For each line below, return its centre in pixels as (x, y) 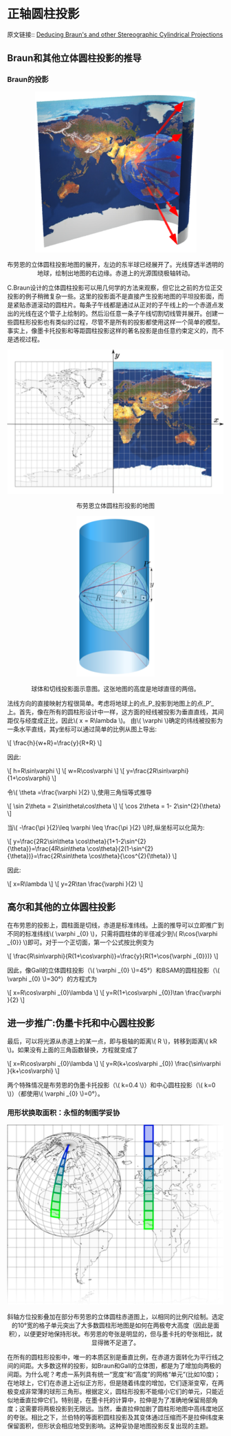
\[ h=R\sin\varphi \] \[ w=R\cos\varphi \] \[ (66, 770)
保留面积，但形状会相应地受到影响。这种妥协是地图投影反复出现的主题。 (109, 1426)
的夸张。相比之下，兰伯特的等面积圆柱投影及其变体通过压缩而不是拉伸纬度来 (115, 1417)
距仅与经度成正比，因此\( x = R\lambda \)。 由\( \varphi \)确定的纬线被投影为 (115, 720)
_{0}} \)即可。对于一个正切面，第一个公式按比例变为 (81, 942)
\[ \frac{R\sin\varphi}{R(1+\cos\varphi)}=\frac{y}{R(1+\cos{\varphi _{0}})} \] (113, 956)
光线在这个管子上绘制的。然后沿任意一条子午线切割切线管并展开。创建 (118, 313)
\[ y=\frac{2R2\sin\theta (41, 841)
